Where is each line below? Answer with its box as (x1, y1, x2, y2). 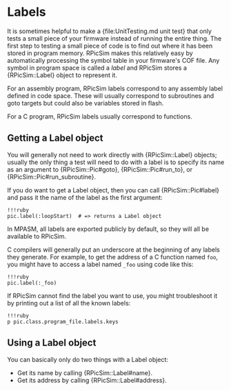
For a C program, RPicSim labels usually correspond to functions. (7, 112, 193, 121)
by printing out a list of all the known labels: (7, 299, 131, 307)
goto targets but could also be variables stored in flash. (7, 99, 164, 107)
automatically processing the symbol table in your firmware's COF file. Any (7, 56, 220, 64)
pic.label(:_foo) (7, 279, 57, 286)
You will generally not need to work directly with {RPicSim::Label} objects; (7, 150, 217, 159)
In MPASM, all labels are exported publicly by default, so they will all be (7, 225, 209, 233)
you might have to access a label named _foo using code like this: (7, 260, 194, 268)
